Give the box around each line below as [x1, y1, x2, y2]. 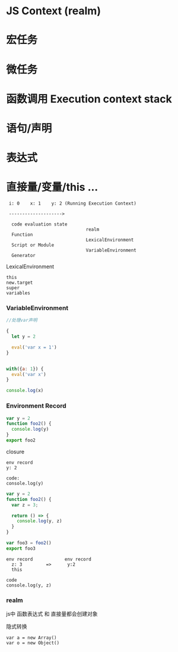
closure [6, 448, 25, 455]
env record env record [6, 556, 92, 562]
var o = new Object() [6, 640, 60, 646]
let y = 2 [11, 334, 36, 340]
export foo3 [6, 546, 36, 551]
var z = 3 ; [11, 501, 39, 508]
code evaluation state [11, 221, 68, 227]
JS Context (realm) [6, 4, 101, 18]
